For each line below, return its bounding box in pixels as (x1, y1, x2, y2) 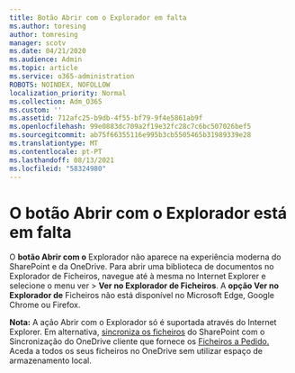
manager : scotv (9, 38, 67, 48)
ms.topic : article (9, 64, 78, 73)
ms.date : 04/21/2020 (9, 47, 87, 56)
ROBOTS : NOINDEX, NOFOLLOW (9, 80, 111, 89)
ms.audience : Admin (9, 55, 83, 64)
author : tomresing (9, 30, 78, 39)
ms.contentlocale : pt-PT (9, 147, 103, 156)
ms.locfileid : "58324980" (9, 164, 106, 173)
